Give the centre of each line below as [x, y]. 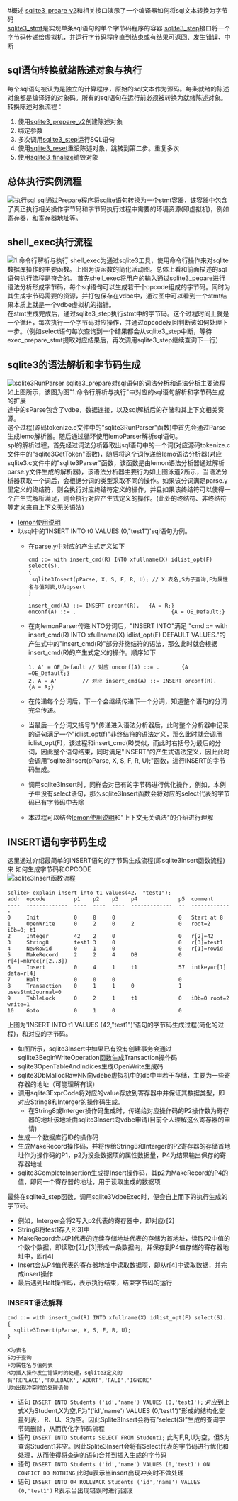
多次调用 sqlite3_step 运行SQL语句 [66, 139]
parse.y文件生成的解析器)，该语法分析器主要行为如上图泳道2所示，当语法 [114, 472]
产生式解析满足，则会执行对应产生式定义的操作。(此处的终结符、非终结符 [120, 498]
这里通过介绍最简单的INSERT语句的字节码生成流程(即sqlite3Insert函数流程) [116, 861]
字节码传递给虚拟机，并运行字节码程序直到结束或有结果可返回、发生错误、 [116, 37]
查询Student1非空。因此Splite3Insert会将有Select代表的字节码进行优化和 [123, 1446]
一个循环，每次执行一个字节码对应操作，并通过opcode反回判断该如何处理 [115, 323]
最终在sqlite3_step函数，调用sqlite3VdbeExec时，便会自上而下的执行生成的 [118, 1197]
